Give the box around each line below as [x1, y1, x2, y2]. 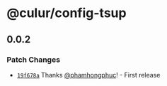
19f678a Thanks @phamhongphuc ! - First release [16, 70, 161, 79]
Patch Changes [6, 55, 61, 65]
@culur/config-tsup [6, 5, 127, 21]
